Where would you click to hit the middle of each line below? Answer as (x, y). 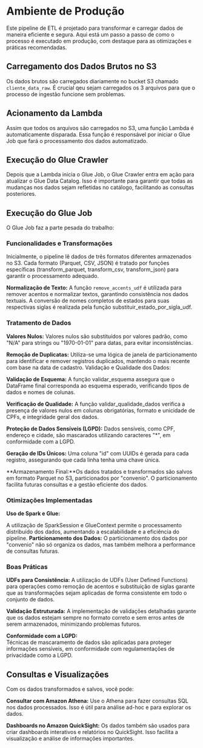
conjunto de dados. (30, 600)
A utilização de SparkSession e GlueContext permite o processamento (94, 525)
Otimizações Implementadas (49, 500)
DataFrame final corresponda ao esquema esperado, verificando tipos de (98, 386)
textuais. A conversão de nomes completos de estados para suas (88, 301)
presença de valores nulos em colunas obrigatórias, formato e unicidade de (101, 410)
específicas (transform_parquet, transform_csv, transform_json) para (92, 269)
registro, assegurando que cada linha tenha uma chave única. (83, 460)
